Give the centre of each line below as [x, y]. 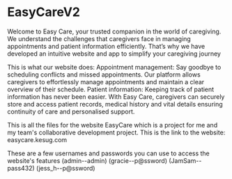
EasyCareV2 [44, 12]
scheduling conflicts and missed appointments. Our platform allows [104, 75]
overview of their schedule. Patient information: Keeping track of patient [111, 89]
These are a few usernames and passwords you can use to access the [109, 153]
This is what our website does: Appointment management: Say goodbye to [114, 67]
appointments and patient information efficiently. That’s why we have [106, 46]
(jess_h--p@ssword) [65, 168]
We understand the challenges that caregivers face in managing [99, 38]
